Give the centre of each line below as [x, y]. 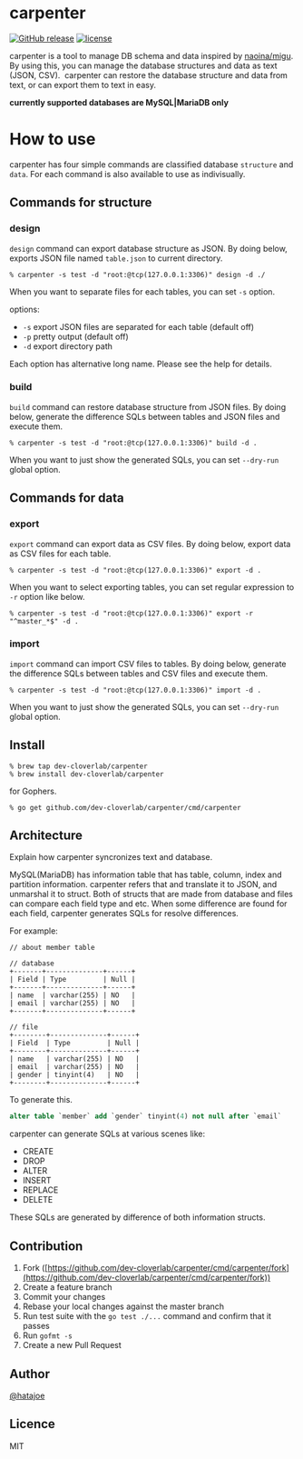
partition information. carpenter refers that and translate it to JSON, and [143, 884]
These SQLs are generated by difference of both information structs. [137, 1217]
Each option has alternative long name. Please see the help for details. [141, 364]
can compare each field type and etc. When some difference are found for [148, 904]
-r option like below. [47, 596]
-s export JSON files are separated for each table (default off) [138, 326]
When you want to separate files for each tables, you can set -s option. [142, 291]
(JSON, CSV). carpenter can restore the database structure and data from [149, 75]
